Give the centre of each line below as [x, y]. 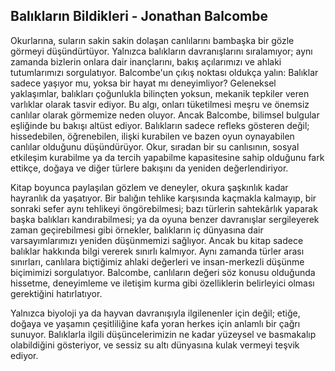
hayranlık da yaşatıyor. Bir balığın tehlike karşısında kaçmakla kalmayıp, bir [163, 198]
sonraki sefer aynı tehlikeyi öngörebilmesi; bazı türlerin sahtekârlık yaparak [164, 208]
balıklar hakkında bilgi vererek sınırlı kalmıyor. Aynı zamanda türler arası [157, 251]
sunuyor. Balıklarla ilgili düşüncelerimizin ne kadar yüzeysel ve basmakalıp [163, 334]
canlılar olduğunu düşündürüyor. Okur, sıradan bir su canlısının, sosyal [155, 146]
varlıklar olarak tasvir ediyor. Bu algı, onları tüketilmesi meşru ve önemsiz [160, 104]
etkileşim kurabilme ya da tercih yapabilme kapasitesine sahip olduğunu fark [167, 157]
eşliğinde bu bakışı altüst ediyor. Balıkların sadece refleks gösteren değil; [160, 125]
